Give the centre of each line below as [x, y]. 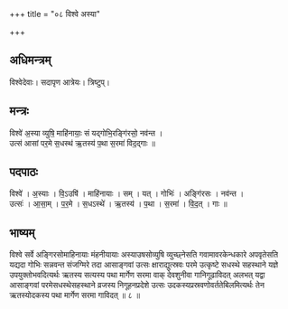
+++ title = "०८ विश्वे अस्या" [55, 14]
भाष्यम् [22, 233]
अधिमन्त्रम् [30, 60]
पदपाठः [24, 172]
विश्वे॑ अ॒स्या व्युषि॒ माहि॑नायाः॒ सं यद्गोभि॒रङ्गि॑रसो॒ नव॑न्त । [86, 133]
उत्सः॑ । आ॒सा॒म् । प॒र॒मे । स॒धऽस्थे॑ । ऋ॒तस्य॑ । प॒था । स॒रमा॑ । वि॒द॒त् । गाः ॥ [118, 204]
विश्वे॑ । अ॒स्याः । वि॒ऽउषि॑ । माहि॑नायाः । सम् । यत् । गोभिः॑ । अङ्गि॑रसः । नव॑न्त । [127, 193]
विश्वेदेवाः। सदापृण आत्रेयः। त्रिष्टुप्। [60, 82]
